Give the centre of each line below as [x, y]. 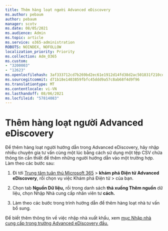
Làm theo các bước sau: [30, 163]
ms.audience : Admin [25, 33]
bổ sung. [21, 208]
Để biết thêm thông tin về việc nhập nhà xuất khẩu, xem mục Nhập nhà [78, 218]
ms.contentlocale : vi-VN [31, 89]
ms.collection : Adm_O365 [31, 56]
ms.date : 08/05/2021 [27, 28]
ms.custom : [16, 61]
